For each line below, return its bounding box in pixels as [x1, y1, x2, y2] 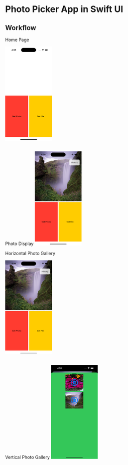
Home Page [5, 37, 29, 43]
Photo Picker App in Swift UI [5, 4, 124, 15]
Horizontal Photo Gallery [5, 251, 56, 256]
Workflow [5, 24, 36, 32]
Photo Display [5, 241, 34, 247]
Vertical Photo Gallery [5, 454, 50, 460]
